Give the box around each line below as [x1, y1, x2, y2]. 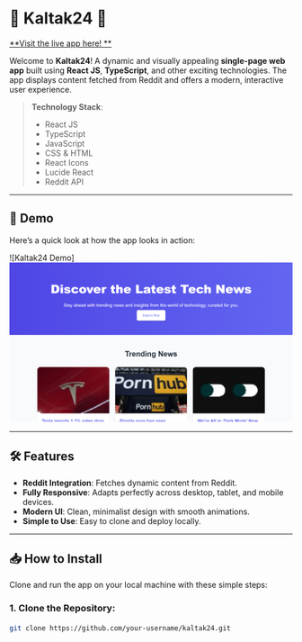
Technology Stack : [31, 101, 103, 112]
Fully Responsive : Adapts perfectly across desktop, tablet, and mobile [22, 486, 284, 498]
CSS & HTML [44, 148, 93, 158]
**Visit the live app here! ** [9, 38, 112, 49]
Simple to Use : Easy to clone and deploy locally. [22, 515, 201, 526]
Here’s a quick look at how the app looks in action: [9, 234, 196, 246]
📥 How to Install [9, 551, 103, 566]
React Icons [44, 157, 89, 167]
